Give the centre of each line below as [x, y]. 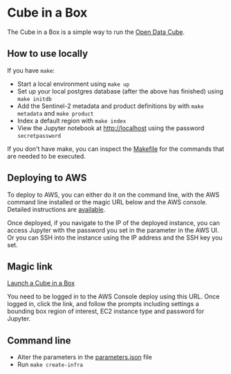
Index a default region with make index [72, 121]
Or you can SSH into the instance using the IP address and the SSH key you [115, 238]
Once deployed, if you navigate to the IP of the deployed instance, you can [113, 222]
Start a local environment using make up [73, 84]
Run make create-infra [50, 364]
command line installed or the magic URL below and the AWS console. [107, 202]
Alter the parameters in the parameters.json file [84, 357]
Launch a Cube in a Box [41, 283]
